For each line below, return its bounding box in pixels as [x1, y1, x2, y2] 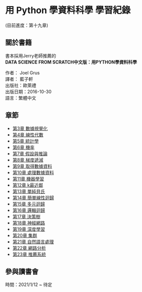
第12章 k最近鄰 [12, 182, 43, 188]
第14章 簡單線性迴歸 [12, 194, 54, 200]
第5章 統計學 [12, 138, 39, 144]
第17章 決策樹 [12, 213, 41, 220]
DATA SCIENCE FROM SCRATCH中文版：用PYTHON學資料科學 [5, 59, 137, 65]
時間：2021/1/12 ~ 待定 [5, 281, 52, 287]
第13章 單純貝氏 [12, 188, 45, 194]
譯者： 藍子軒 [5, 76, 33, 82]
